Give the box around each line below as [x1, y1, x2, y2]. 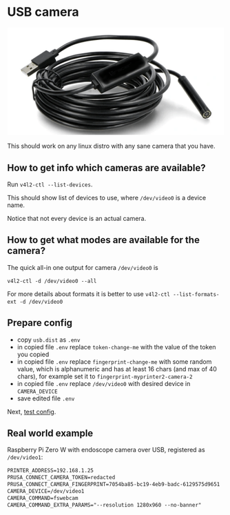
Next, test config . [7, 407, 56, 416]
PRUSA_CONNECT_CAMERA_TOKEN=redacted [7, 474, 116, 481]
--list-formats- [173, 291, 220, 298]
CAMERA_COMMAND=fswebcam [7, 495, 79, 502]
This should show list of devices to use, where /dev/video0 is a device [7, 193, 207, 202]
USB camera [7, 4, 79, 20]
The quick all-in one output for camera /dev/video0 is [7, 263, 158, 271]
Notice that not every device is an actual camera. [7, 214, 147, 222]
